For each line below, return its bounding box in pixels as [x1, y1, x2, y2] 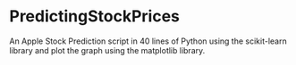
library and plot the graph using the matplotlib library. [9, 45, 206, 55]
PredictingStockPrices [9, 6, 181, 27]
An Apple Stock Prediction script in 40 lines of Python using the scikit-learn [9, 36, 288, 46]
